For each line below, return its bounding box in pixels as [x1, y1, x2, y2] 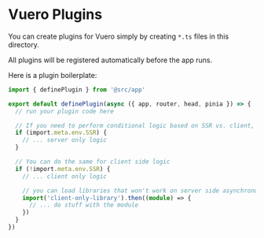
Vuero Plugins [8, 6, 103, 24]
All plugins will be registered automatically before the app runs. [8, 55, 213, 65]
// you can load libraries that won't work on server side [22, 187, 220, 195]
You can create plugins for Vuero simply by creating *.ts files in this [8, 32, 229, 41]
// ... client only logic [22, 172, 108, 180]
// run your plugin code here [15, 107, 114, 115]
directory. [8, 39, 39, 49]
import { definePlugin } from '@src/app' [8, 85, 146, 94]
